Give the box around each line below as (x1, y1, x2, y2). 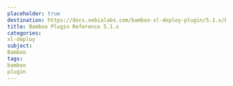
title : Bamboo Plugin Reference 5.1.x (7, 23, 119, 30)
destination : (7, 17, 45, 24)
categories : (7, 29, 42, 37)
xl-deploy (7, 36, 36, 43)
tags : (7, 55, 23, 62)
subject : (7, 42, 33, 49)
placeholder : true (7, 10, 60, 17)
